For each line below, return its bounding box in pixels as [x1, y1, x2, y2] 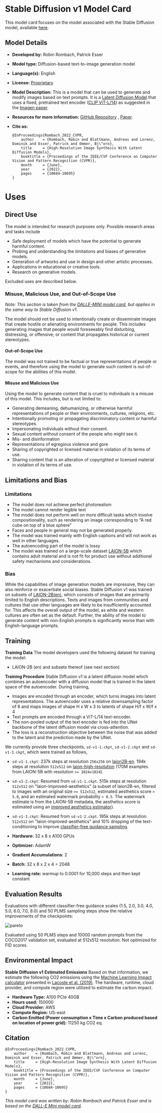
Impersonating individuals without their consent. [12, 426, 108, 432]
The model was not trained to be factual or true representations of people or [5, 359, 157, 364]
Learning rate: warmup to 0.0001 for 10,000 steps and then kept [12, 871, 141, 877]
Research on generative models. [12, 269, 77, 275]
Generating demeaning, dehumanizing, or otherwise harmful [12, 405, 133, 411]
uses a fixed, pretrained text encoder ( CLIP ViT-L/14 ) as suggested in [12, 99, 150, 105]
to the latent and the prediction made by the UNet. [12, 735, 112, 740]
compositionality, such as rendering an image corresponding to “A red [12, 517, 152, 523]
